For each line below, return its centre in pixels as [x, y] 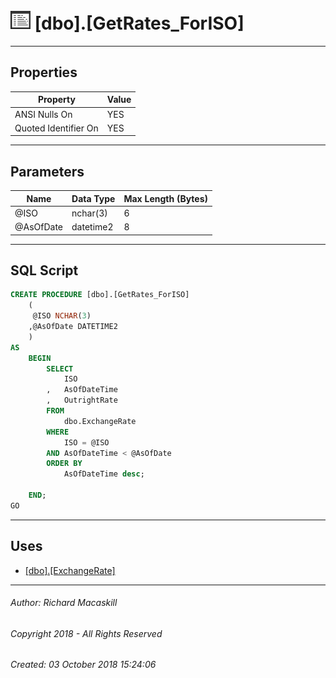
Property [56, 100]
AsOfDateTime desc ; [104, 474]
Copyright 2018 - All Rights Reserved [86, 633]
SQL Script [44, 270]
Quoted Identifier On [56, 128]
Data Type [93, 198]
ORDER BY [64, 464]
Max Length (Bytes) [165, 198]
